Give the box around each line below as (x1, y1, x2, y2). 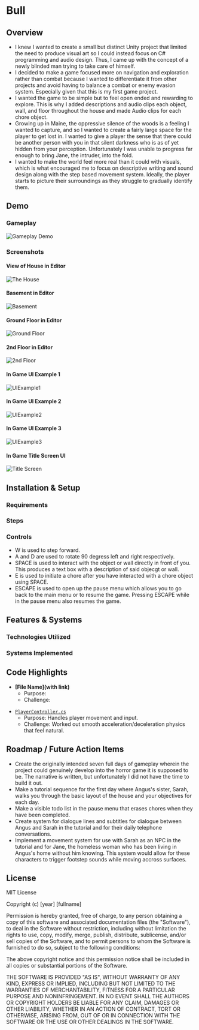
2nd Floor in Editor (6, 343, 53, 351)
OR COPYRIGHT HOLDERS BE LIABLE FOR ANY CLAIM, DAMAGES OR (6, 999, 179, 1007)
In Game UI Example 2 (6, 398, 62, 405)
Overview (6, 28, 44, 38)
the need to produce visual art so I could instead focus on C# (14, 50, 166, 57)
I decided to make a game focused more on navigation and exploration (14, 69, 189, 76)
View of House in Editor (6, 262, 66, 270)
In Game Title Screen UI (6, 452, 66, 459)
